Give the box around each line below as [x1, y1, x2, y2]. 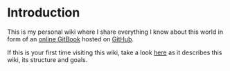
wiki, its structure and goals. [7, 55, 88, 63]
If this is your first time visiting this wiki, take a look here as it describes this [7, 48, 222, 57]
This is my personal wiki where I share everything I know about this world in [7, 28, 224, 36]
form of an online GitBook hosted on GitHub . [7, 34, 134, 43]
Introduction [7, 5, 80, 21]
